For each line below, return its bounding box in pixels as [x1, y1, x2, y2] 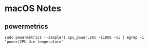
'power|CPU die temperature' [4, 39, 64, 44]
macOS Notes [4, 3, 61, 14]
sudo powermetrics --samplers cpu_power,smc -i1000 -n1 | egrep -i [4, 35, 145, 40]
